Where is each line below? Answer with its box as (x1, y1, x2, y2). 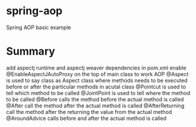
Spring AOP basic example (6, 24, 71, 31)
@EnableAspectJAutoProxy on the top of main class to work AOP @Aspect (6, 70, 189, 78)
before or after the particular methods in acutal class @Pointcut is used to (6, 83, 187, 90)
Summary (6, 45, 55, 58)
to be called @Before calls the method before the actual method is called (6, 96, 184, 103)
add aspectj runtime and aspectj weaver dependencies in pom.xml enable (6, 64, 187, 71)
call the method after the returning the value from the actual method (6, 108, 172, 115)
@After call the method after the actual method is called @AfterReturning (6, 102, 185, 109)
